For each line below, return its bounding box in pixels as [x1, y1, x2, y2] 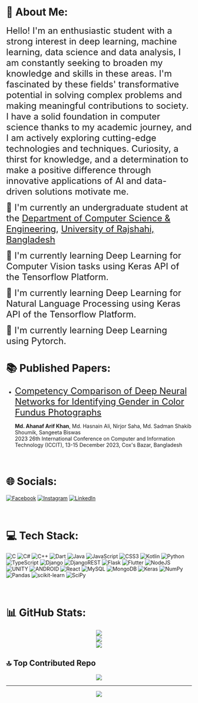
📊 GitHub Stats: [6, 606, 87, 619]
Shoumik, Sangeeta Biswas [14, 428, 81, 436]
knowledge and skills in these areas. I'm [6, 67, 172, 79]
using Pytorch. [6, 335, 67, 347]
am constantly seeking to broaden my [6, 57, 163, 69]
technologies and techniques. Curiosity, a [6, 143, 179, 154]
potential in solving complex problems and [6, 89, 183, 101]
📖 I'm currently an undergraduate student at [6, 201, 189, 213]
